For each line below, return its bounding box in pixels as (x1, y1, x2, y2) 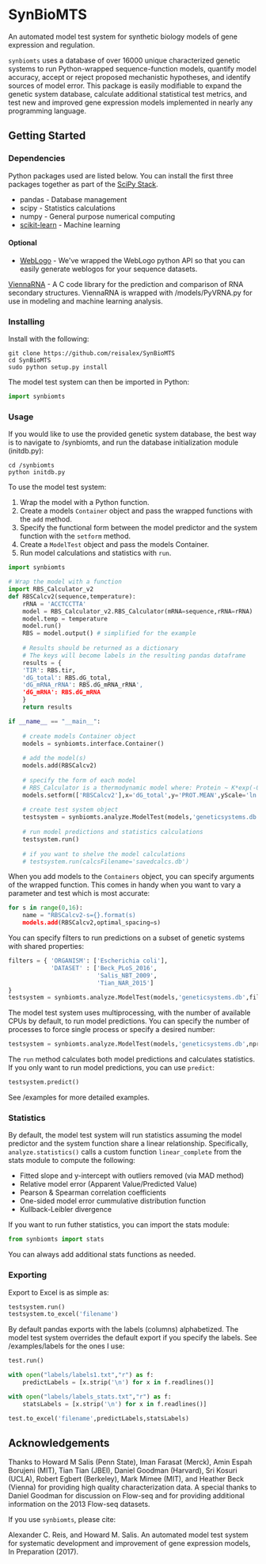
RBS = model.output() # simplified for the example (22, 629, 196, 637)
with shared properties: (8, 942, 85, 951)
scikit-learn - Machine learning (19, 220, 121, 229)
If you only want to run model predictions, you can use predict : (8, 1063, 215, 1073)
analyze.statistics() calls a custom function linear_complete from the (8, 1147, 242, 1157)
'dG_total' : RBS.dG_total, (22, 674, 112, 682)
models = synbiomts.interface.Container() (22, 740, 165, 748)
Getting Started (8, 129, 86, 143)
